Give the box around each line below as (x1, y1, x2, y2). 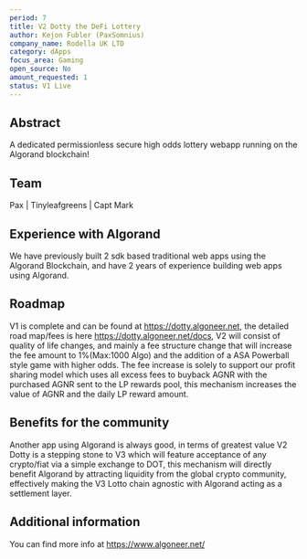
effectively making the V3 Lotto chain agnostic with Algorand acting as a (9, 478, 282, 489)
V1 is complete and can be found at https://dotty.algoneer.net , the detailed (9, 321, 290, 332)
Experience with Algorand (9, 226, 162, 242)
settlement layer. (9, 488, 72, 499)
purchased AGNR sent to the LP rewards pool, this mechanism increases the (9, 378, 297, 389)
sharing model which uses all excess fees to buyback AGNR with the (9, 369, 268, 380)
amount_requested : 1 (9, 73, 89, 82)
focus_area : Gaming (9, 56, 84, 65)
